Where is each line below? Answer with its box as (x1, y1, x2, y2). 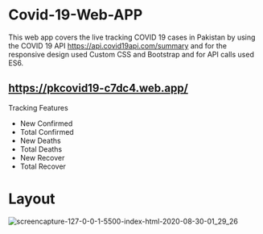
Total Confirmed (19, 127, 74, 136)
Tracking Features (8, 102, 68, 112)
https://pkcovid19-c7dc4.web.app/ (8, 81, 189, 95)
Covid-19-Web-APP (8, 6, 143, 24)
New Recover (19, 153, 65, 162)
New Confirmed (19, 119, 73, 128)
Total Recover (19, 161, 67, 171)
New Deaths (19, 136, 62, 145)
